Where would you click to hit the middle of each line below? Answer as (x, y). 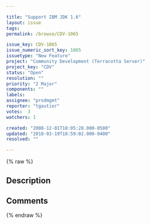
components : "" (25, 89)
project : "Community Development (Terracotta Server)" (76, 61)
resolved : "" (22, 139)
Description (28, 180)
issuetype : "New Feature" (38, 56)
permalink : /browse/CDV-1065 (42, 34)
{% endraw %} (24, 215)
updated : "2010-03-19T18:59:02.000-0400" (58, 134)
